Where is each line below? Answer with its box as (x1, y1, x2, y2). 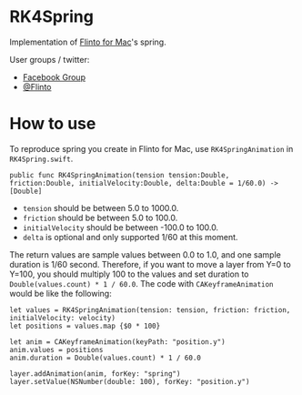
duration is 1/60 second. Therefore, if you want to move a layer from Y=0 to (9, 258, 291, 269)
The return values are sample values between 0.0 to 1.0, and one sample (9, 248, 282, 260)
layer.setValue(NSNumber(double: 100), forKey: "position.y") (9, 377, 250, 386)
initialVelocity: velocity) (9, 313, 116, 322)
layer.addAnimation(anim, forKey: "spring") (9, 369, 181, 379)
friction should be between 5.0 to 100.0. (22, 212, 178, 223)
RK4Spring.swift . (9, 153, 74, 164)
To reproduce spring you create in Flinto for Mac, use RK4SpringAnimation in (9, 143, 294, 154)
